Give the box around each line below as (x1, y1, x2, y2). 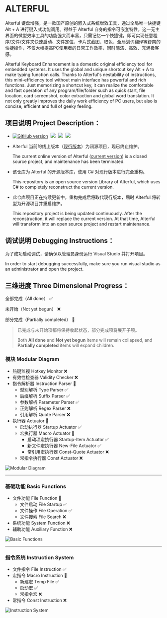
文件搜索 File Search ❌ (19, 514, 66, 520)
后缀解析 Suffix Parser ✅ (19, 393, 71, 399)
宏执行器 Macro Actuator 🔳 (19, 430, 75, 436)
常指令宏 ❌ (19, 591, 42, 597)
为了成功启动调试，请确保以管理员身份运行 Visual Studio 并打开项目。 (5, 250, 148, 256)
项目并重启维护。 (29, 200, 65, 206)
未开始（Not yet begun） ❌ (5, 306, 61, 312)
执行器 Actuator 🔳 (12, 418, 49, 424)
